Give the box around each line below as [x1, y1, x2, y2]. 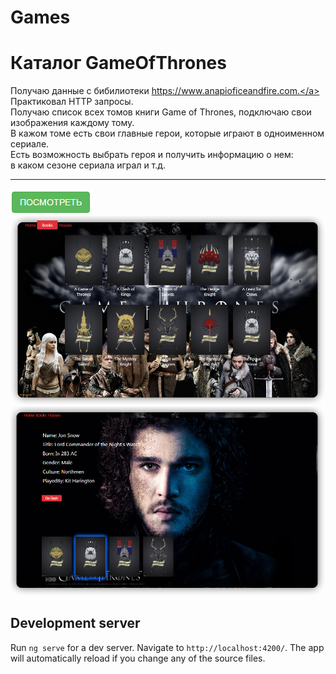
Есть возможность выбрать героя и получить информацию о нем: [10, 149, 294, 161]
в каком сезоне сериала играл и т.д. [10, 159, 167, 171]
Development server [10, 615, 141, 632]
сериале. [10, 138, 50, 150]
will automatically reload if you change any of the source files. [10, 652, 266, 664]
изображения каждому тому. [10, 117, 135, 129]
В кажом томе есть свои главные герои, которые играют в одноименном [10, 127, 325, 140]
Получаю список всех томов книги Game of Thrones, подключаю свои [10, 106, 312, 118]
